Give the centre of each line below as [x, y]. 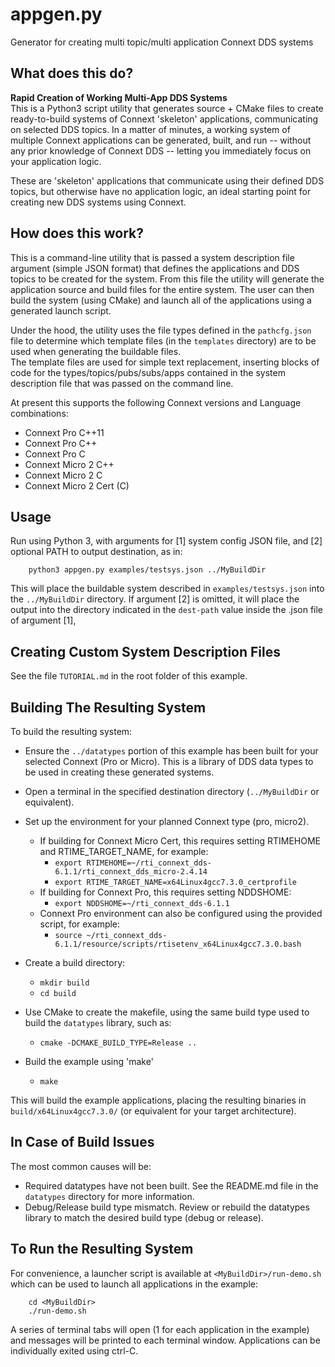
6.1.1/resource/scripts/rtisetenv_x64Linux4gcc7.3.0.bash [178, 944]
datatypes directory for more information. [109, 1196]
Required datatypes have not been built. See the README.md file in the [171, 1185]
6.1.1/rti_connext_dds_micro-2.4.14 [131, 872]
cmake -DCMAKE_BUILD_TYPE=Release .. [118, 1043]
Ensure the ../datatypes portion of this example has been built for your [171, 751]
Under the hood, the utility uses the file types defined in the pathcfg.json [161, 330]
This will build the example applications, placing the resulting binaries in [158, 1100]
